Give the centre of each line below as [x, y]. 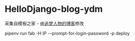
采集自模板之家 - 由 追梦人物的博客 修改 [44, 23]
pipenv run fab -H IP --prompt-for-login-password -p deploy [67, 33]
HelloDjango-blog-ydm [54, 9]
